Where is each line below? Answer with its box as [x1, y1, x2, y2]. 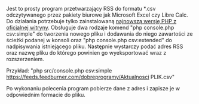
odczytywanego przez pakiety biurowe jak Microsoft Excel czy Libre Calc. [6, 11, 188, 18]
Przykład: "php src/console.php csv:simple [6, 67, 112, 74]
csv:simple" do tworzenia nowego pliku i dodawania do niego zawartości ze [6, 30, 193, 37]
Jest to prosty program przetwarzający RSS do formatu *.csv [6, 5, 156, 12]
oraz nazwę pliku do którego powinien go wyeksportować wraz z [6, 49, 167, 56]
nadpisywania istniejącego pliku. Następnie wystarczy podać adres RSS [6, 43, 183, 50]
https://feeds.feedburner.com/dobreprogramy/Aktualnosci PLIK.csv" [6, 74, 175, 80]
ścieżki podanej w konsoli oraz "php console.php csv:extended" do [6, 37, 172, 43]
